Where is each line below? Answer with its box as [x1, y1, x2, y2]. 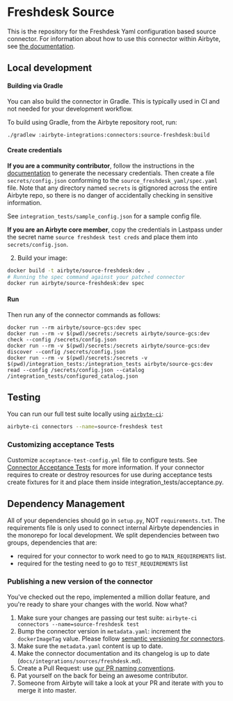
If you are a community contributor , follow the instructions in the [7, 161, 195, 170]
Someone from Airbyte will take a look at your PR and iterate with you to [17, 679, 224, 687]
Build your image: [17, 253, 68, 261]
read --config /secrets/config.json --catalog [7, 366, 145, 373]
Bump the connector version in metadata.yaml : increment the [17, 627, 191, 635]
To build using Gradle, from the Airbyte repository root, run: [7, 118, 177, 126]
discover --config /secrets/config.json [7, 348, 127, 355]
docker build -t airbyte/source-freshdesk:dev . [7, 267, 151, 274]
